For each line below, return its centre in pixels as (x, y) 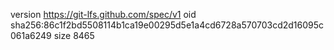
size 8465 (74, 35)
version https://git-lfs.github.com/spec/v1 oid (103, 14)
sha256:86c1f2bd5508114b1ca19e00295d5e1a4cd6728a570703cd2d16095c (167, 25)
